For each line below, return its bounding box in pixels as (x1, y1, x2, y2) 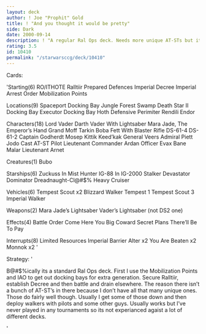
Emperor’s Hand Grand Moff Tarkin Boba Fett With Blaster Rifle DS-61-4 (6, 126, 188, 134)
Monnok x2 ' (6, 243, 38, 251)
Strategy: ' (6, 255, 32, 262)
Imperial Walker (6, 194, 46, 202)
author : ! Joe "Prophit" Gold (6, 15, 84, 21)
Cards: (6, 71, 23, 78)
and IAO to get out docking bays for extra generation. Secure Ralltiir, (6, 273, 179, 281)
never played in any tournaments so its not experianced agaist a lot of (6, 306, 183, 313)
